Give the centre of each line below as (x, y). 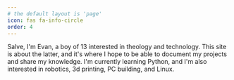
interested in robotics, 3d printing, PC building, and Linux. (91, 69)
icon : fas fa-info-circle (45, 20)
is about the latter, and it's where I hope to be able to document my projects (117, 54)
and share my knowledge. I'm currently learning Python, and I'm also (107, 62)
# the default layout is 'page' (55, 14)
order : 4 (20, 27)
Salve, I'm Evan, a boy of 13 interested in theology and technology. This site (117, 47)
